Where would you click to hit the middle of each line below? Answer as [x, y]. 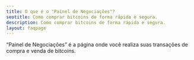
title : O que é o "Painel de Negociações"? [61, 11]
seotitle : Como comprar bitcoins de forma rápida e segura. [82, 17]
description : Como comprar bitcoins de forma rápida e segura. [86, 22]
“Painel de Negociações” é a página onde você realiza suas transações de [97, 45]
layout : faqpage [26, 28]
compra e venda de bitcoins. [41, 51]
